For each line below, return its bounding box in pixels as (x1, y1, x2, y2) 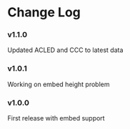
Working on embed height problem (7, 80, 110, 88)
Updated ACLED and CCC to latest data (7, 46, 124, 54)
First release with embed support (7, 114, 105, 123)
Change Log (7, 4, 81, 21)
